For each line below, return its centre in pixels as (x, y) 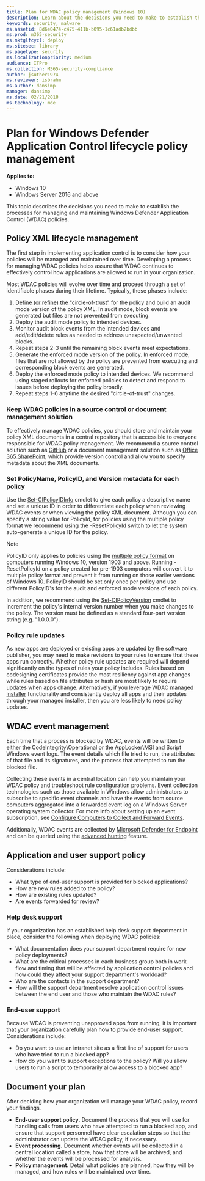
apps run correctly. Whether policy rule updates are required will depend (98, 662)
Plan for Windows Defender (78, 133)
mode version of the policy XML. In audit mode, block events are (96, 309)
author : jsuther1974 (33, 75)
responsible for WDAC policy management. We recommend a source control (102, 443)
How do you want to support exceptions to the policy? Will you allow (101, 1061)
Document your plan (46, 1087)
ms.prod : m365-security (37, 35)
